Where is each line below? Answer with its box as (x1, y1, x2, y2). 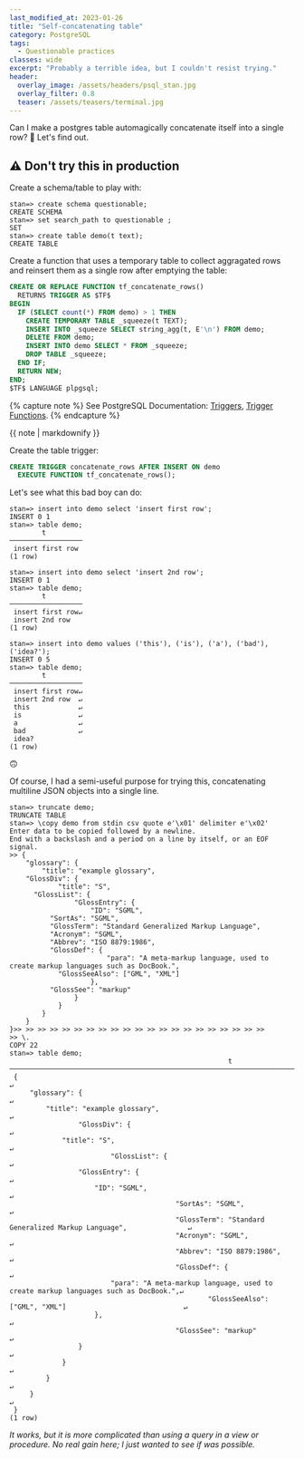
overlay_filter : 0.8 (17, 89, 95, 98)
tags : (9, 38, 30, 48)
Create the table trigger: (9, 445, 100, 456)
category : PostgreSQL (9, 30, 91, 39)
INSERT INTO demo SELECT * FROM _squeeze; (25, 342, 188, 351)
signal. (9, 843, 39, 852)
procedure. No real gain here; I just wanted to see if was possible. (9, 1439, 255, 1450)
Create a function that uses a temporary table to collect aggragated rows (9, 256, 281, 266)
